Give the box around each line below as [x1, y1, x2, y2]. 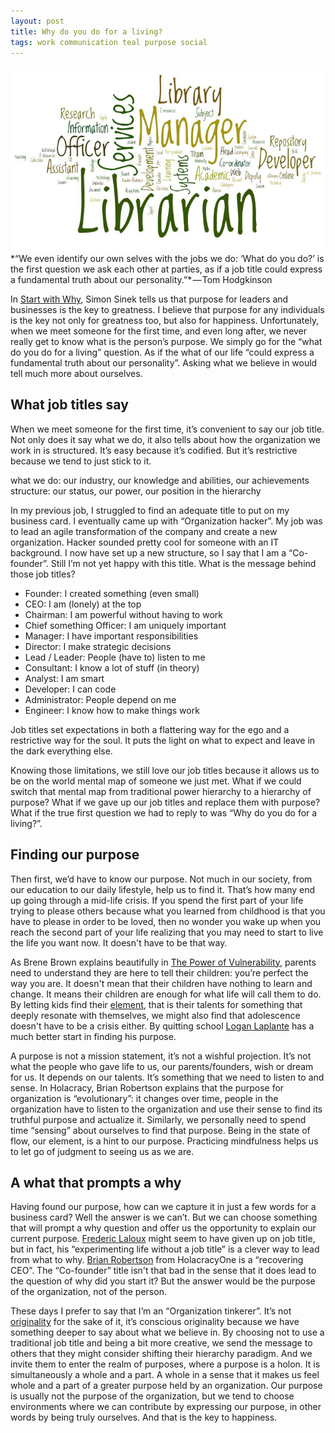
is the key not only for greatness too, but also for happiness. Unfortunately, [10, 314, 320, 326]
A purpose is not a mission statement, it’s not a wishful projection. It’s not [10, 1050, 312, 1062]
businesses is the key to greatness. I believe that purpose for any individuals [10, 303, 325, 315]
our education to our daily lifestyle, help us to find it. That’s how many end [10, 883, 316, 895]
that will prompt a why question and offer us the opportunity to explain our [10, 1222, 317, 1234]
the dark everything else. [10, 745, 113, 757]
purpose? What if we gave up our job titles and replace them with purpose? [10, 796, 321, 808]
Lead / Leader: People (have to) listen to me [24, 651, 206, 663]
